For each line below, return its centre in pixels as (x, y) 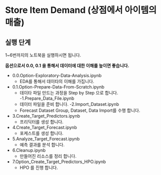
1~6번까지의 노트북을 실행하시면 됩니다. (43, 55)
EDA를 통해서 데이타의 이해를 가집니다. (57, 81)
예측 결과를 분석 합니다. (42, 145)
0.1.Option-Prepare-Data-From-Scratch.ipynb (58, 87)
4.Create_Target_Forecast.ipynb (45, 127)
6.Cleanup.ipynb (29, 150)
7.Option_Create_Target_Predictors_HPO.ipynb (59, 162)
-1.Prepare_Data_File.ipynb (47, 98)
